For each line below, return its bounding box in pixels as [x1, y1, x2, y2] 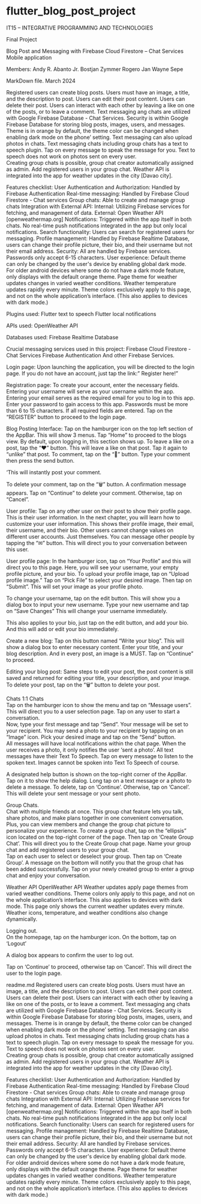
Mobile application [6, 54, 52, 61]
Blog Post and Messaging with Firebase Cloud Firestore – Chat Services [6, 47, 184, 55]
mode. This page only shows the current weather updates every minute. [6, 903, 185, 910]
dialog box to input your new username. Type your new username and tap [6, 600, 189, 608]
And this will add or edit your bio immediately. [6, 625, 119, 632]
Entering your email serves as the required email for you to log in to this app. [6, 394, 195, 401]
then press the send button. [6, 457, 75, 464]
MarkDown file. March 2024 [6, 77, 76, 84]
